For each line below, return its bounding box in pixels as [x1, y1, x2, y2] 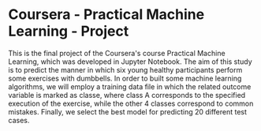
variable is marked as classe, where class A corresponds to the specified [8, 90, 246, 99]
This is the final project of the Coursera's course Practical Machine [8, 48, 226, 58]
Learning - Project [8, 22, 129, 40]
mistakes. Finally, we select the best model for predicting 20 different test [8, 107, 247, 116]
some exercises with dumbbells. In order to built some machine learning [8, 73, 242, 83]
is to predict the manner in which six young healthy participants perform [8, 65, 243, 74]
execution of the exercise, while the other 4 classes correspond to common [8, 99, 254, 108]
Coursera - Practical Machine [8, 6, 205, 24]
